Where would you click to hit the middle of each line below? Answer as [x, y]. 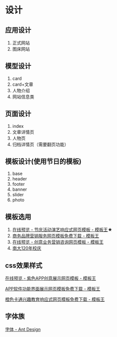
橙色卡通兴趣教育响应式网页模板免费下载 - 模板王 [55, 299]
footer [19, 184]
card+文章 [23, 84]
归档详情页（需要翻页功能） [40, 144]
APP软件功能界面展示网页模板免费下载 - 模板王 [53, 289]
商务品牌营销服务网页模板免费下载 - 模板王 [56, 236]
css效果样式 [24, 265]
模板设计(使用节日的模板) [43, 162]
